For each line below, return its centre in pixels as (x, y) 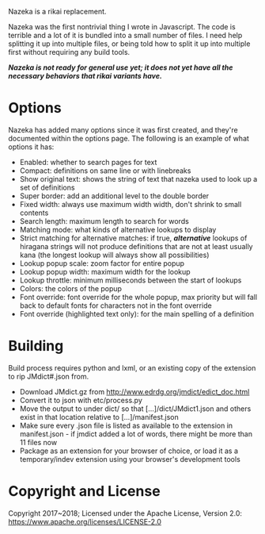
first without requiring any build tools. (69, 52)
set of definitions (47, 187)
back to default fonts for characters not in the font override (115, 305)
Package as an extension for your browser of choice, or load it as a (129, 451)
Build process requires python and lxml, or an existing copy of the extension (132, 367)
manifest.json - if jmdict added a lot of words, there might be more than (136, 434)
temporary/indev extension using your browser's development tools (130, 459)
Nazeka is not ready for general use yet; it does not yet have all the (121, 67)
